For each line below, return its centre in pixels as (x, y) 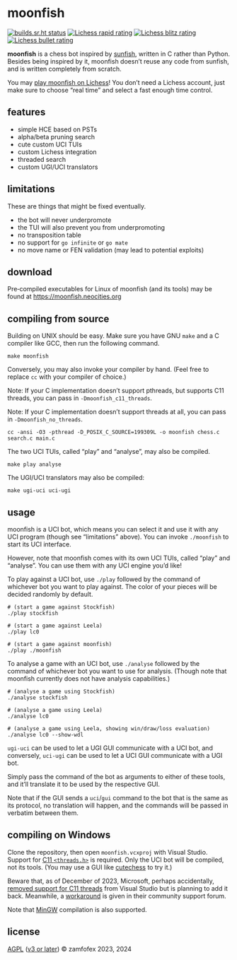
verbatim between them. (43, 813)
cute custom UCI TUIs (50, 144)
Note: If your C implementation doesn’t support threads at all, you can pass (117, 412)
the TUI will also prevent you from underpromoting (91, 227)
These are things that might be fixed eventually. (77, 206)
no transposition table (49, 235)
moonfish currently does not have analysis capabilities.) (89, 679)
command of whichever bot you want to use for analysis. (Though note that (117, 671)
